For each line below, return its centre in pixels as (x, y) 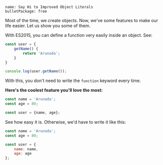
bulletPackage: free (26, 11)
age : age (23, 154)
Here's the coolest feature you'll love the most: (54, 90)
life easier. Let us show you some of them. (48, 26)
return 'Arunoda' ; (41, 53)
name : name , (26, 149)
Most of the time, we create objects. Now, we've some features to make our (82, 20)
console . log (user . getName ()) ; (36, 71)
